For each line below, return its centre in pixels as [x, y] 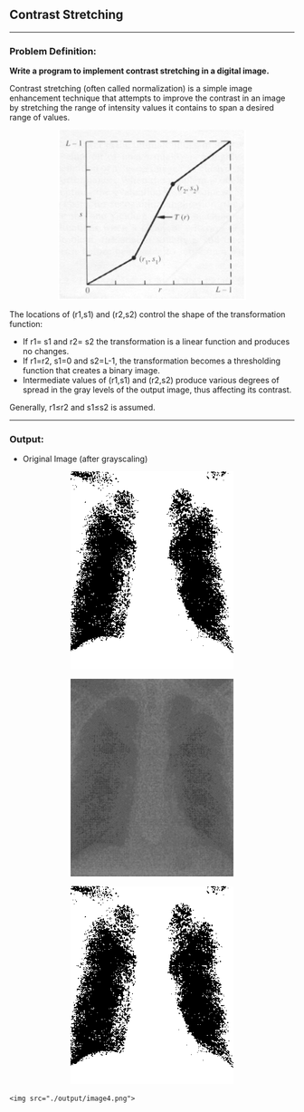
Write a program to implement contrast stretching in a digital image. [139, 71]
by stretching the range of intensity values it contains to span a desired [142, 108]
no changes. [46, 352]
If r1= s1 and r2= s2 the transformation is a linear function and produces [156, 342]
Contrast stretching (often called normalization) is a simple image [131, 89]
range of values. [40, 118]
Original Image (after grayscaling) [85, 459]
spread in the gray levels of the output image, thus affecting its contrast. [157, 390]
